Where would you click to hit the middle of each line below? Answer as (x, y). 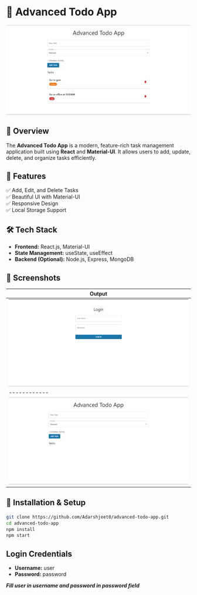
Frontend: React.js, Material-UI (52, 247)
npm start (18, 536)
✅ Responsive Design (32, 204)
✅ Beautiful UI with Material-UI (43, 197)
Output (98, 294)
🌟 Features (26, 176)
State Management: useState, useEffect (64, 253)
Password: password (40, 574)
